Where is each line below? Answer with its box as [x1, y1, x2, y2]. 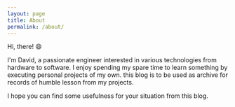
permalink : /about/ [7, 23, 65, 30]
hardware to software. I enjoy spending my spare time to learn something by [7, 64, 228, 72]
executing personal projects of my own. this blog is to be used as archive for [7, 71, 229, 79]
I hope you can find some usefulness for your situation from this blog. [7, 92, 209, 100]
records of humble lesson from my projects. [7, 78, 134, 87]
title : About [7, 17, 46, 24]
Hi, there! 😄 [7, 43, 42, 51]
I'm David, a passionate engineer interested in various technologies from [7, 56, 217, 64]
